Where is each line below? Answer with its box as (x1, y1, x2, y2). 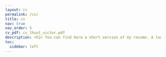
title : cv (5, 16, 26, 21)
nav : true (5, 21, 26, 26)
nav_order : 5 (5, 26, 32, 31)
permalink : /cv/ (5, 12, 39, 17)
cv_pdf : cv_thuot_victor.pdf (5, 30, 65, 35)
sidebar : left (9, 44, 39, 49)
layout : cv (5, 7, 28, 12)
